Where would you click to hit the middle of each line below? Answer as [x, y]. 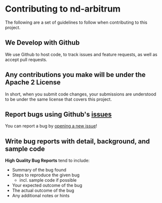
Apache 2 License [33, 83]
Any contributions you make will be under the [75, 75]
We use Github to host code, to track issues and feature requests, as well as [81, 54]
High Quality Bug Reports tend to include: [47, 160]
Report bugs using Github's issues [58, 114]
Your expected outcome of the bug [47, 186]
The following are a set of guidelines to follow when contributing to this [76, 22]
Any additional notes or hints [41, 196]
